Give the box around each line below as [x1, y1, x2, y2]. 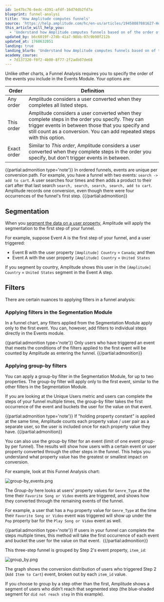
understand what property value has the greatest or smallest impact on [5, 454, 148, 460]
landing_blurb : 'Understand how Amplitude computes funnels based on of [5, 48, 156, 53]
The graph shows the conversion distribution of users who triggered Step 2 [5, 566, 157, 572]
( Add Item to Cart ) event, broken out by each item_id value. [5, 571, 127, 578]
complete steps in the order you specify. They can [28, 116, 144, 123]
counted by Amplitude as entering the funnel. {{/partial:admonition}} [5, 350, 143, 356]
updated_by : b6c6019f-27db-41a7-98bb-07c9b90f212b [5, 35, 110, 40]
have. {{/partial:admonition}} [5, 429, 62, 435]
